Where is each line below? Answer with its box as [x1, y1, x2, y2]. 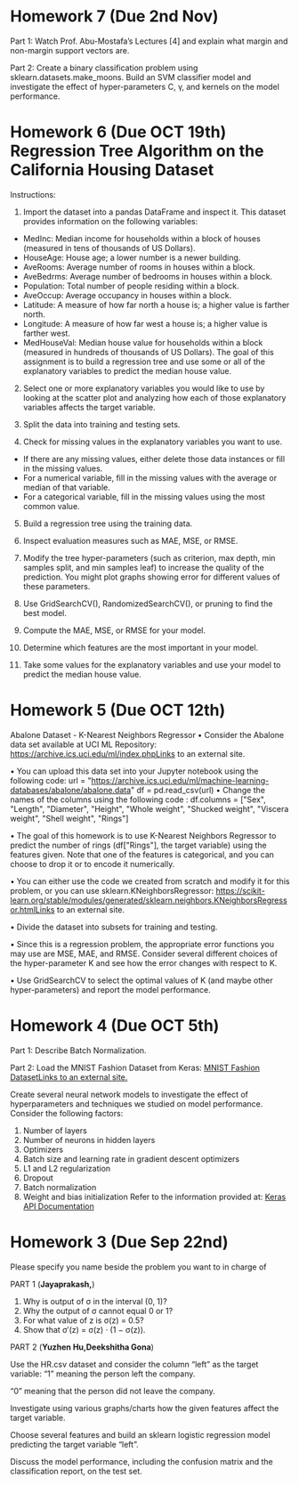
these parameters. [22, 580, 91, 591]
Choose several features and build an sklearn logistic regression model [10, 1429, 271, 1440]
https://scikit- [215, 885, 265, 896]
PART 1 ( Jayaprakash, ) [10, 1278, 95, 1289]
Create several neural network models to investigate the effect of [10, 1089, 248, 1100]
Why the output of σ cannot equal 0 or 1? [22, 1305, 174, 1316]
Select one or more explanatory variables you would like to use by [22, 383, 265, 394]
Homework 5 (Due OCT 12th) [10, 701, 226, 720]
